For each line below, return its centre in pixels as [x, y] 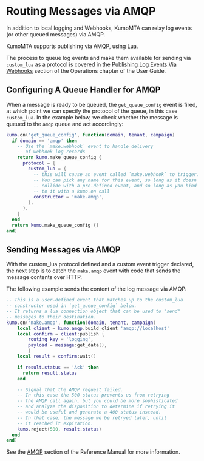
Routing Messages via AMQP [81, 11]
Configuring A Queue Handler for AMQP [83, 90]
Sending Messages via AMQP [63, 250]
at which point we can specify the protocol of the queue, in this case [92, 111]
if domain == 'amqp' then [45, 141]
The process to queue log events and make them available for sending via [99, 58]
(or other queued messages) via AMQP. [56, 34]
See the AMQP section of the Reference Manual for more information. [93, 452]
